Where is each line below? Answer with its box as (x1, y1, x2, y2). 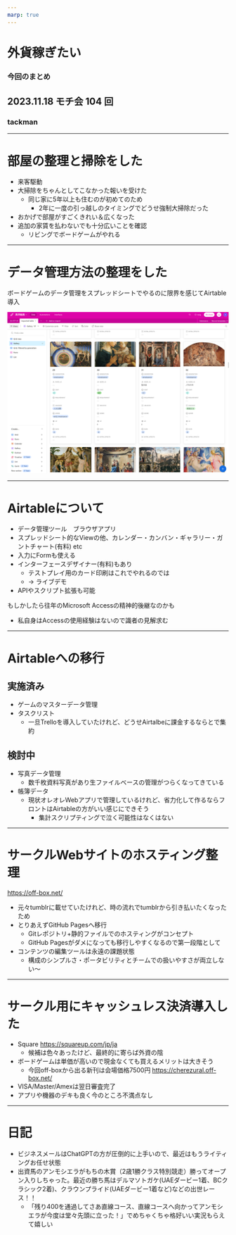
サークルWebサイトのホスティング (7, 847, 206, 863)
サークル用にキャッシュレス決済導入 (7, 998, 216, 1015)
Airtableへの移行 (7, 650, 105, 666)
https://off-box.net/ (7, 889, 63, 897)
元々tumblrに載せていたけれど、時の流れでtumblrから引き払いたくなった (17, 903, 227, 912)
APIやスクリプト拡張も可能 (17, 587, 96, 595)
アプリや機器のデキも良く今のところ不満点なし (17, 1091, 153, 1100)
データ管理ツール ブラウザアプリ (17, 525, 117, 533)
